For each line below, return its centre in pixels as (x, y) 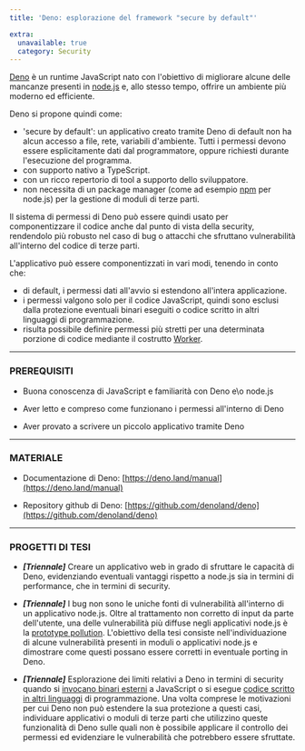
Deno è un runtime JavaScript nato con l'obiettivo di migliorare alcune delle (150, 77)
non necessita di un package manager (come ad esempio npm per (147, 190)
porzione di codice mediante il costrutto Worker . (113, 339)
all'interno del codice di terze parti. (75, 245)
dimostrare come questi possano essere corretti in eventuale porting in (155, 652)
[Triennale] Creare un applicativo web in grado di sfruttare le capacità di (158, 567)
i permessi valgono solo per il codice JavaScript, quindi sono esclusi (151, 300)
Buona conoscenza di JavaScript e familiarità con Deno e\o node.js (148, 391)
